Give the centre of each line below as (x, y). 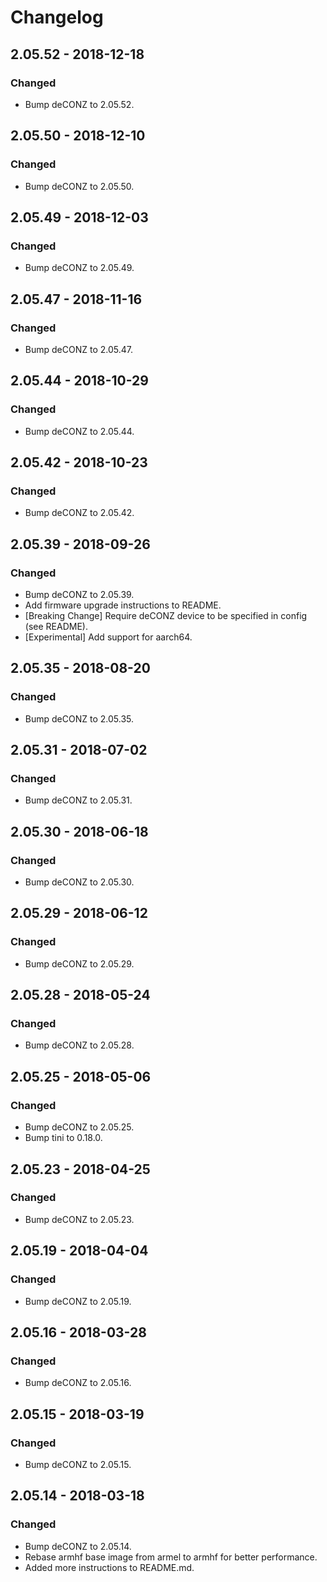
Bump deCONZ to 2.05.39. (79, 594)
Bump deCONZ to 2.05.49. (79, 268)
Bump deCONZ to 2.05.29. (79, 963)
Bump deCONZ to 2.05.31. (78, 800)
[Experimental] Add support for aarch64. (108, 637)
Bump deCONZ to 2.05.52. (79, 104)
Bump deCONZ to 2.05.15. (78, 1464)
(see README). (56, 626)
